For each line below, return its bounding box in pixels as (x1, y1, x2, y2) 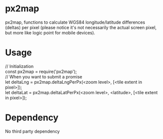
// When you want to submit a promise (5, 73, 82, 79)
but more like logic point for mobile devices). (5, 30, 96, 35)
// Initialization (5, 63, 34, 69)
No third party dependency (5, 128, 60, 134)
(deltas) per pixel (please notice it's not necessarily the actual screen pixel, (5, 24, 157, 30)
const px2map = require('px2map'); (5, 69, 77, 74)
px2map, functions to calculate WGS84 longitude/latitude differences (5, 19, 145, 25)
